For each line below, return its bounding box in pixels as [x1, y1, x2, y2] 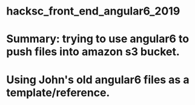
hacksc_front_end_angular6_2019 [6, 4, 180, 18]
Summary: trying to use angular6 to [6, 32, 190, 46]
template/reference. [6, 86, 110, 100]
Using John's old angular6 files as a [6, 73, 190, 86]
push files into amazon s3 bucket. [6, 45, 180, 59]
